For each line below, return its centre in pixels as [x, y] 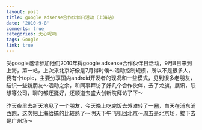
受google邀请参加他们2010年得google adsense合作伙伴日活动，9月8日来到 [99, 63]
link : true [20, 46]
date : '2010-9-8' [28, 23]
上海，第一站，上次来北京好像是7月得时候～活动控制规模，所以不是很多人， [100, 70]
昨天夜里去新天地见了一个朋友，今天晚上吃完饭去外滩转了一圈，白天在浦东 [98, 105]
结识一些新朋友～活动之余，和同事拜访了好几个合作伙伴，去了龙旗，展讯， [98, 85]
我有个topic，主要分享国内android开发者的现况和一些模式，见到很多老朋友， [101, 78]
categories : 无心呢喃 [32, 34]
